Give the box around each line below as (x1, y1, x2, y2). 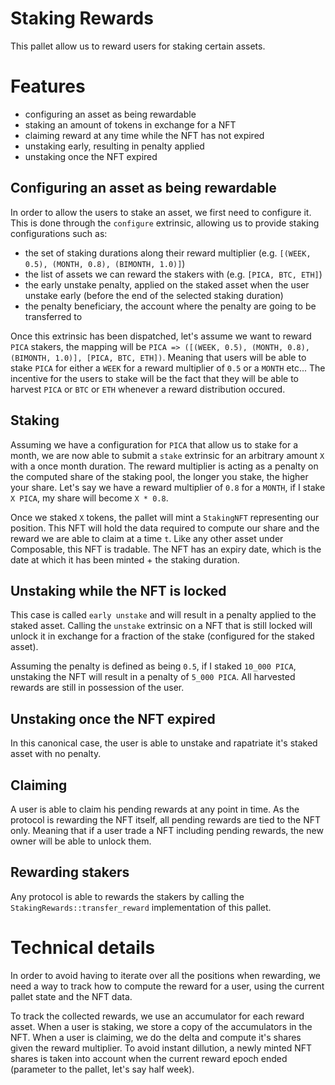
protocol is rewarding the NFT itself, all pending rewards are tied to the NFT (10, 813, 321, 826)
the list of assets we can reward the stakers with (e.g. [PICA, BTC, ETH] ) (24, 268, 323, 280)
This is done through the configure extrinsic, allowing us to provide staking (10, 217, 320, 229)
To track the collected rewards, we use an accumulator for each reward (10, 1010, 305, 1022)
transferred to (24, 310, 83, 322)
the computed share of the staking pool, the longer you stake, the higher (10, 470, 309, 482)
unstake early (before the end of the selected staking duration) (24, 289, 284, 301)
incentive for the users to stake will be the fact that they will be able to (10, 372, 299, 384)
